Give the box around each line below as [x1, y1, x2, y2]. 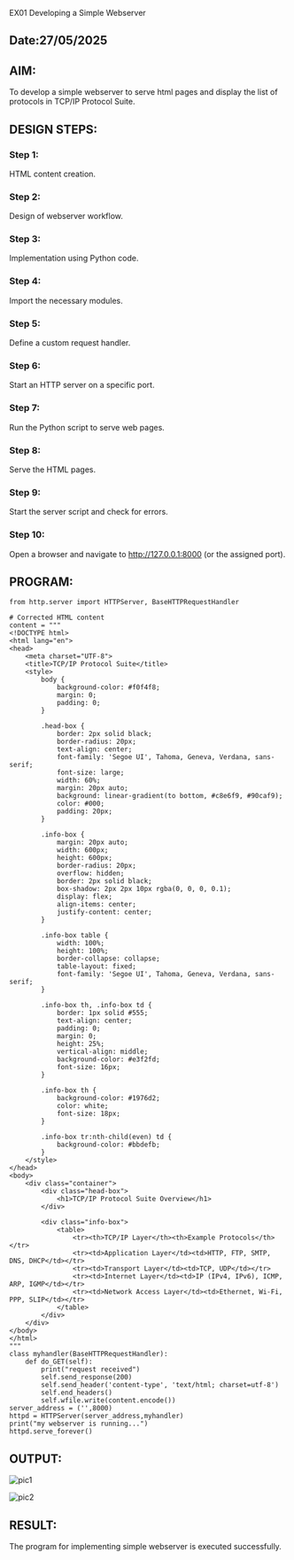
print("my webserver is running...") [9, 1419, 149, 1429]
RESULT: [9, 1517, 58, 1533]
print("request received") [41, 1365, 141, 1374]
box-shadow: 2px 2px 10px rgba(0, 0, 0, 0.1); [56, 885, 232, 894]
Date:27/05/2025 [9, 33, 108, 48]
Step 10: [9, 529, 46, 541]
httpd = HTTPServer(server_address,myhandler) [9, 1412, 184, 1421]
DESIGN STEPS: [9, 121, 98, 136]
